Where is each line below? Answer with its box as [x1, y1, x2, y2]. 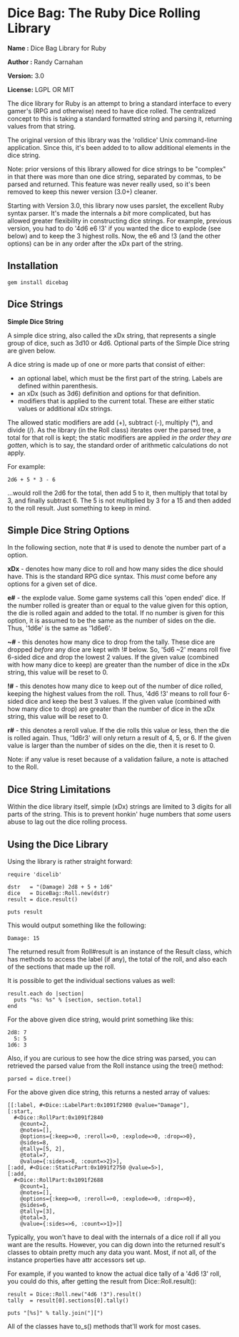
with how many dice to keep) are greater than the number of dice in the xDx [7, 660, 230, 669]
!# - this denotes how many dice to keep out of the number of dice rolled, [7, 682, 223, 690]
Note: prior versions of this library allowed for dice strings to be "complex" [7, 164, 226, 173]
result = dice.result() [7, 896, 78, 903]
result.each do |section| [7, 990, 84, 997]
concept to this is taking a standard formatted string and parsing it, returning [7, 114, 233, 123]
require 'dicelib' [7, 871, 62, 878]
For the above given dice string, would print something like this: [7, 1015, 194, 1024]
